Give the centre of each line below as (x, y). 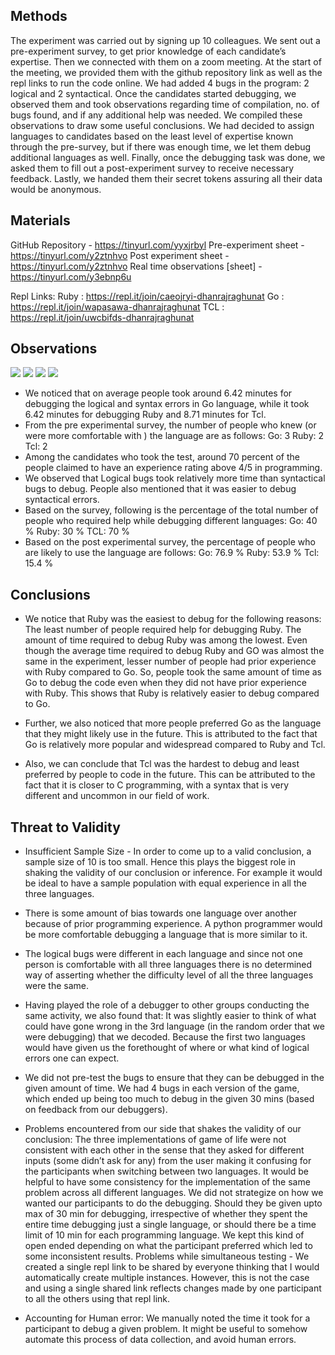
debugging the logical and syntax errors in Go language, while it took (167, 404)
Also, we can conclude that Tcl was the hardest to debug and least (162, 764)
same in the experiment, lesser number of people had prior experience (170, 661)
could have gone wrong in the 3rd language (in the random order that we (174, 1026)
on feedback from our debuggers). (96, 1110)
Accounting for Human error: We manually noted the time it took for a (167, 1318)
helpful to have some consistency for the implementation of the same (167, 1182)
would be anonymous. (56, 189)
